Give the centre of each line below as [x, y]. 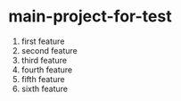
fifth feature [43, 79]
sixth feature [45, 88]
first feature [43, 41]
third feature [44, 60]
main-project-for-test [90, 17]
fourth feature [47, 70]
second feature [49, 50]
